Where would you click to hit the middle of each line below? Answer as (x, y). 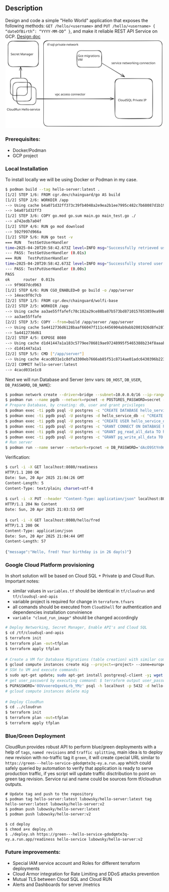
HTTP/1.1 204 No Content (31, 504)
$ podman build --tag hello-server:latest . (53, 189)
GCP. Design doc (23, 36)
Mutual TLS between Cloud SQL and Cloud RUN (62, 879)
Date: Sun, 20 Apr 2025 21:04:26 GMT (45, 477)
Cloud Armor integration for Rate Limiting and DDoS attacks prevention (86, 874)
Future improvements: (33, 852)
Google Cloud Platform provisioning (50, 564)
